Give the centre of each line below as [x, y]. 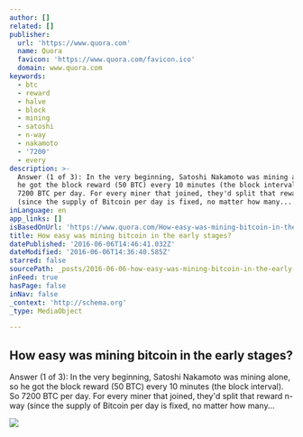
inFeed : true [34, 278]
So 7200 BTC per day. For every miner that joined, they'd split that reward [146, 396]
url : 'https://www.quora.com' [74, 43]
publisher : [30, 34]
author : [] [30, 18]
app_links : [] [36, 218]
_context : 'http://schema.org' [68, 303]
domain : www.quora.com [60, 68]
